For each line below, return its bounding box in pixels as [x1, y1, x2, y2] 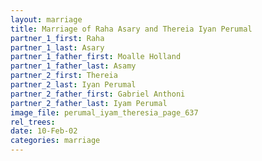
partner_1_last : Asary [10, 42, 105, 53]
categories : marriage [10, 136, 101, 146]
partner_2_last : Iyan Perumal [10, 80, 137, 90]
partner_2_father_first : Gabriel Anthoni [10, 89, 186, 99]
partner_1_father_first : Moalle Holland [10, 52, 182, 62]
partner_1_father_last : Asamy [10, 61, 137, 71]
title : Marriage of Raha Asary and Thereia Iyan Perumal [10, 24, 253, 34]
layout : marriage [10, 14, 83, 25]
